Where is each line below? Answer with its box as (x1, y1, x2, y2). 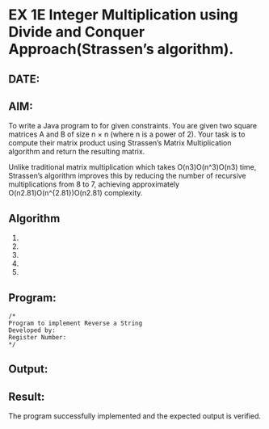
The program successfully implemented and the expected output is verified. (8, 411, 261, 421)
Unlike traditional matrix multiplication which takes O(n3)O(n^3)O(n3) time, (8, 162, 257, 172)
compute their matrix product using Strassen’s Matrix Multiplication (8, 138, 232, 148)
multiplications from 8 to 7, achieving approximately (8, 179, 180, 189)
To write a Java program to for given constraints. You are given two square (8, 121, 257, 131)
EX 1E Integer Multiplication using (8, 6, 238, 24)
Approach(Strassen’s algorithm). (8, 40, 234, 58)
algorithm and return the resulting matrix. (8, 147, 145, 157)
